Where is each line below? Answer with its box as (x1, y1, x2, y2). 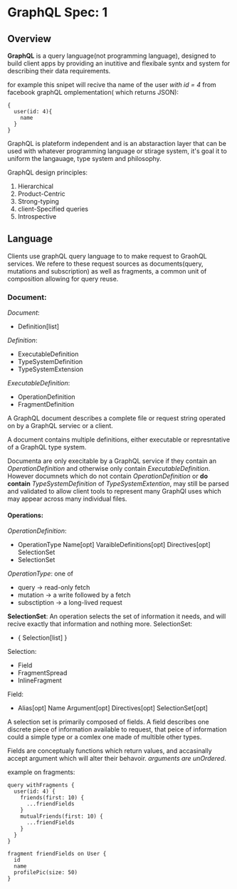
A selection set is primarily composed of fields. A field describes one (7, 717, 209, 727)
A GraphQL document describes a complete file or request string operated (7, 414, 226, 422)
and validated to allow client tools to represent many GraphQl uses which (7, 487, 222, 496)
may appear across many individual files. (7, 494, 127, 503)
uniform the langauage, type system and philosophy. (7, 155, 162, 162)
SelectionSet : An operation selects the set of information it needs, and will (7, 612, 226, 620)
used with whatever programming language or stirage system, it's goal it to (7, 147, 228, 155)
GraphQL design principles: (7, 168, 88, 177)
